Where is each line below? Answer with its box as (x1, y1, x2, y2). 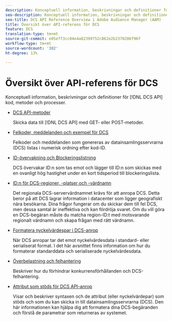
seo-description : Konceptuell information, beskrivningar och (5, 12, 141, 17)
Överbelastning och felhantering (12, 258, 81, 265)
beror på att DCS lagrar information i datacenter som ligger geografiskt (12, 196, 162, 202)
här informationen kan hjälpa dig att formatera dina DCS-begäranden (12, 304, 159, 311)
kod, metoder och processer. (5, 100, 67, 106)
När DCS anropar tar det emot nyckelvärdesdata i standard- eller (12, 237, 149, 243)
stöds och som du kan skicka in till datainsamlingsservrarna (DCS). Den (12, 299, 164, 305)
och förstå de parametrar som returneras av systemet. (12, 310, 127, 316)
